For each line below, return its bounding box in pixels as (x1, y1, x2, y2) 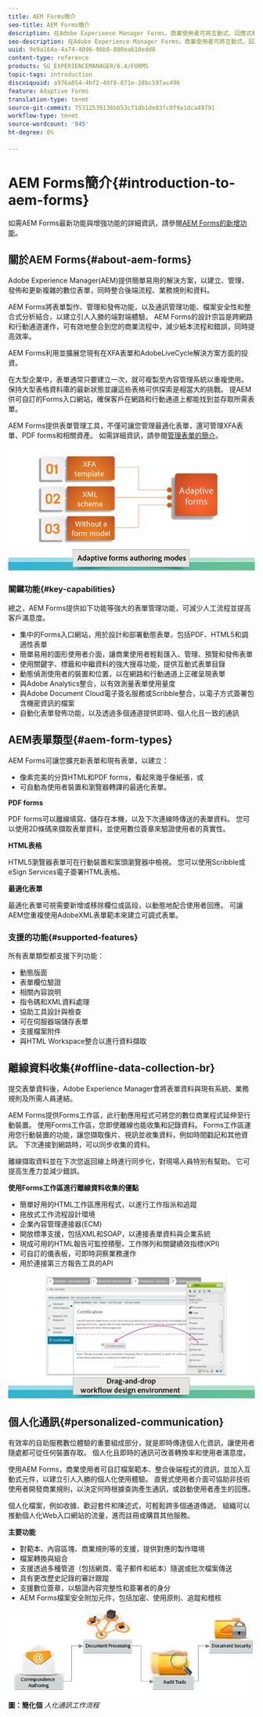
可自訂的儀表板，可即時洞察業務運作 (19, 1249, 137, 1258)
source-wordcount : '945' (8, 120, 89, 129)
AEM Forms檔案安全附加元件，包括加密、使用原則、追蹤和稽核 (19, 1593, 222, 1602)
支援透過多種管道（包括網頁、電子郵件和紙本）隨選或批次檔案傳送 (19, 1563, 232, 1573)
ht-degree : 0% (8, 129, 55, 137)
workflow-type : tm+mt (8, 112, 79, 120)
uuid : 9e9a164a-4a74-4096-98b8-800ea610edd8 (8, 46, 156, 54)
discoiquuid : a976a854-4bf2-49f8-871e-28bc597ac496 (8, 78, 180, 86)
